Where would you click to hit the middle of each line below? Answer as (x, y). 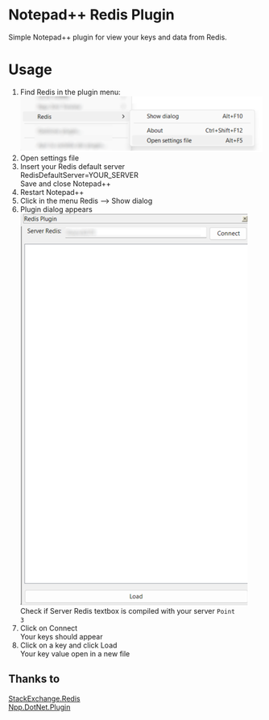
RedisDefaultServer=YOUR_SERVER (79, 176)
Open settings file (49, 158)
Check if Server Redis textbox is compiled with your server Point (127, 611)
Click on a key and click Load (68, 645)
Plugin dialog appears (56, 209)
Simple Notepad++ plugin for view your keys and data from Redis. (118, 37)
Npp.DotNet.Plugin (39, 707)
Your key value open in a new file (75, 654)
